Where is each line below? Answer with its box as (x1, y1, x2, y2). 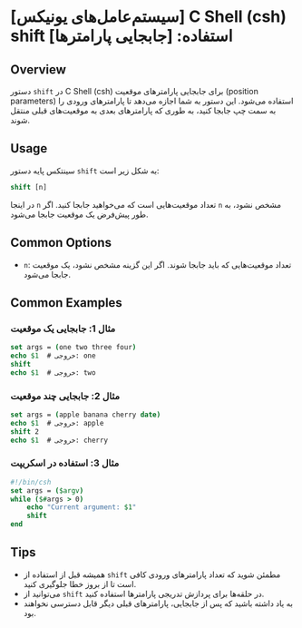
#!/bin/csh (10, 477, 52, 486)
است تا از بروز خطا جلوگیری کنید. (23, 578, 137, 589)
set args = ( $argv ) (10, 486, 84, 496)
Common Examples (10, 295, 123, 310)
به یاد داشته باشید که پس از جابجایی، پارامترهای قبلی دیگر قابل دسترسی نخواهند (23, 597, 294, 609)
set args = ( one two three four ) (10, 343, 137, 352)
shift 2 (10, 427, 40, 437)
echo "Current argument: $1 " (26, 503, 137, 512)
